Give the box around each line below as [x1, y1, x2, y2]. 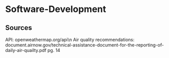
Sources [5, 23, 32, 32]
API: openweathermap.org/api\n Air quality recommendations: [5, 36, 135, 42]
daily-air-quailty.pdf [5, 47, 47, 53]
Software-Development [5, 3, 106, 15]
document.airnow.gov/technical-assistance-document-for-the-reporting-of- [5, 42, 164, 48]
